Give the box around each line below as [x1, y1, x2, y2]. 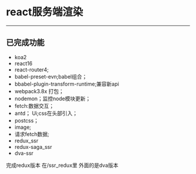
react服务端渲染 [6, 5, 83, 19]
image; [14, 124, 32, 131]
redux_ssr [14, 137, 38, 144]
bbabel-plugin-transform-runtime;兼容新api [14, 80, 120, 87]
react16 [14, 60, 33, 67]
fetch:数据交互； [14, 102, 54, 109]
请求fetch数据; [14, 130, 50, 138]
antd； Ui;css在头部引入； [14, 110, 78, 117]
